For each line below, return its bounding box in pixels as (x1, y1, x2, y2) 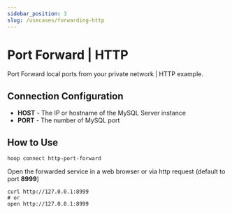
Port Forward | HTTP (7, 47, 129, 63)
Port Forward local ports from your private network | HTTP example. (7, 70, 204, 78)
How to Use (7, 136, 59, 148)
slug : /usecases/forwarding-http (7, 17, 105, 24)
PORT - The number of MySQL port (17, 116, 120, 124)
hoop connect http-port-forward (7, 155, 101, 162)
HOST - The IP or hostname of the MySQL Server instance (17, 109, 187, 117)
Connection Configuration (7, 90, 124, 102)
